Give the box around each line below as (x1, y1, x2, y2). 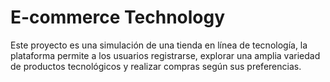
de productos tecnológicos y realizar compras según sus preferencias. (10, 60, 302, 72)
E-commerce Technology (10, 6, 226, 29)
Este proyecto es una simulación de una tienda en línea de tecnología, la (10, 39, 308, 51)
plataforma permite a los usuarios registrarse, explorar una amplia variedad (10, 49, 321, 61)
